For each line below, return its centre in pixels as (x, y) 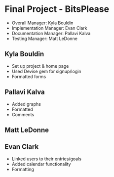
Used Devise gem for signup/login (46, 71)
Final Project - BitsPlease (57, 9)
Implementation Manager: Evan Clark (49, 28)
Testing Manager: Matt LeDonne (44, 39)
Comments (23, 114)
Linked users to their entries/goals (47, 159)
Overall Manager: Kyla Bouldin (42, 23)
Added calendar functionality (41, 164)
